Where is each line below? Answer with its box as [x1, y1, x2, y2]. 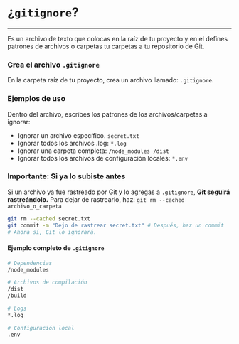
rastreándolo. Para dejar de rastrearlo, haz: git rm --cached [7, 195, 185, 203]
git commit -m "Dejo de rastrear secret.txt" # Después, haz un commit [7, 222, 224, 229]
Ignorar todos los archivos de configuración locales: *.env [17, 154, 188, 162]
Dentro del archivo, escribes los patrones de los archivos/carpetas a [7, 109, 208, 118]
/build [7, 292, 27, 299]
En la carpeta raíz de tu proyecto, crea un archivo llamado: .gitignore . [7, 76, 214, 85]
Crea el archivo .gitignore [7, 60, 100, 70]
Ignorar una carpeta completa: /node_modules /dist [17, 146, 169, 155]
